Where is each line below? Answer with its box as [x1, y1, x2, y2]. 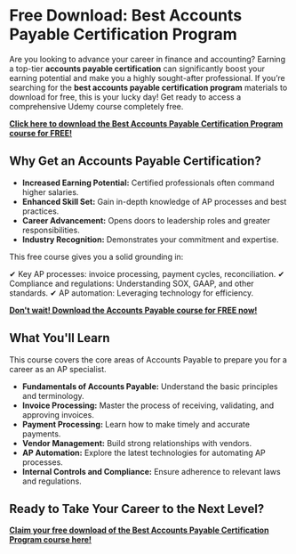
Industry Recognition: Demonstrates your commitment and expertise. [21, 233, 279, 245]
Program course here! [9, 534, 92, 545]
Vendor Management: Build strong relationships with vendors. [21, 437, 252, 448]
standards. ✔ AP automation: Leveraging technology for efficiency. [9, 287, 254, 298]
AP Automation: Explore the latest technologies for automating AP [21, 447, 267, 458]
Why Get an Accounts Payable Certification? [9, 153, 262, 169]
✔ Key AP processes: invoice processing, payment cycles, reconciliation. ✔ [9, 268, 285, 279]
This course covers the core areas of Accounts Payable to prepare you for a [9, 354, 287, 365]
